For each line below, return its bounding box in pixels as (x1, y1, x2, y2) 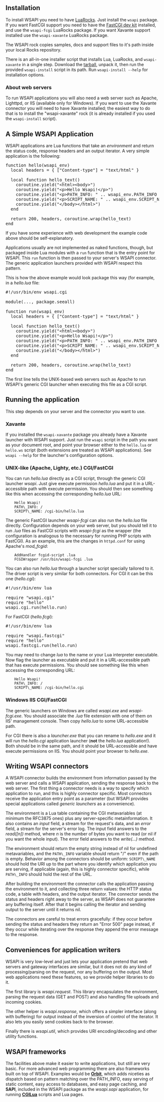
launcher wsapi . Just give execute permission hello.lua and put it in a (5, 481, 144, 487)
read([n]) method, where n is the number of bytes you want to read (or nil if (5, 831, 157, 837)
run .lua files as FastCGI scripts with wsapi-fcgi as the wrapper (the (5, 528, 141, 534)
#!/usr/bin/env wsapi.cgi (5, 289, 68, 295)
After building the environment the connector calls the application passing (5, 881, 154, 887)
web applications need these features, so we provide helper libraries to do (5, 974, 155, 980)
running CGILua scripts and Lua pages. (5, 1092, 84, 1098)
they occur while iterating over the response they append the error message (5, 926, 159, 932)
